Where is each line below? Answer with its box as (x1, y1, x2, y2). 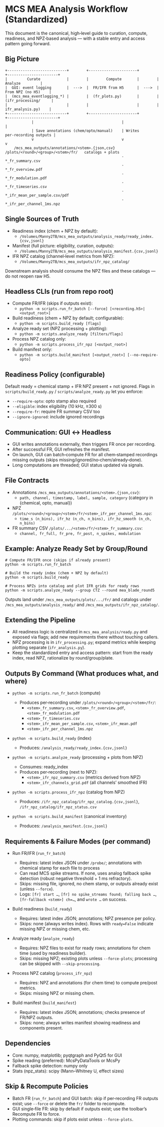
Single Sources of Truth (5, 215, 79, 223)
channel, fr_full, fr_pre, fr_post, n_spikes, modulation (19, 531, 141, 536)
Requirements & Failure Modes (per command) (5, 837, 151, 845)
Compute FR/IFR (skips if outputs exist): (12, 300, 93, 306)
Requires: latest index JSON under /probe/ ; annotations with (19, 860, 142, 866)
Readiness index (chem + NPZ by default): (12, 228, 98, 234)
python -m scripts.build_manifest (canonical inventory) (12, 814, 127, 819)
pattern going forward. (5, 40, 51, 46)
